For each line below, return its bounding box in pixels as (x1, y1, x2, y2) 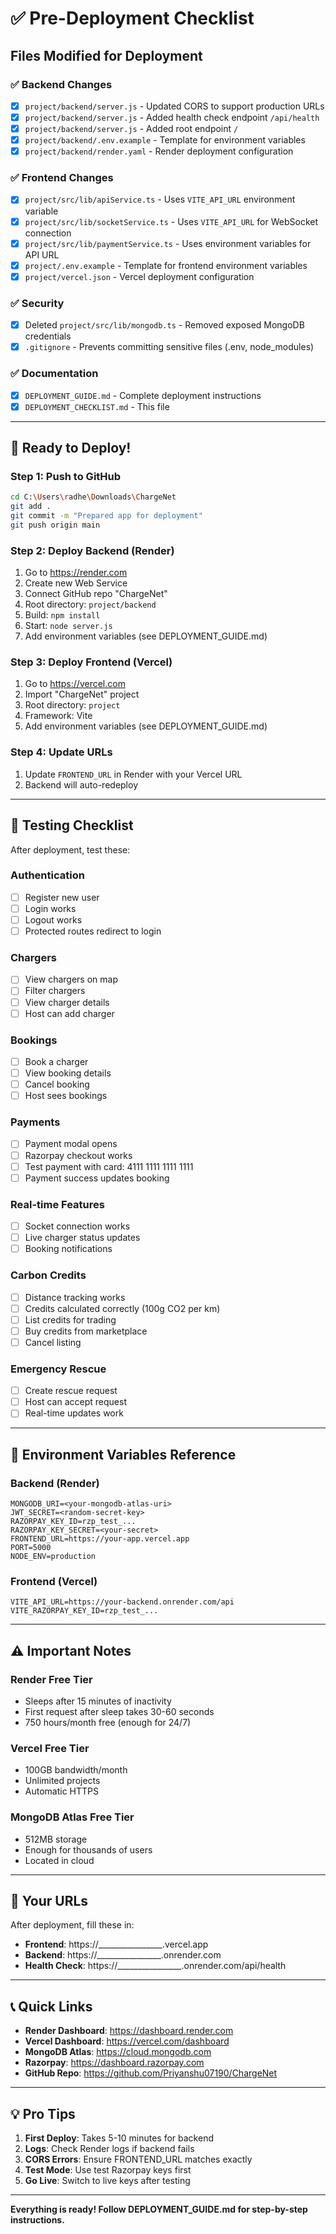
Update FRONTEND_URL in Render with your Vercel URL (24, 768, 243, 780)
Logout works (24, 913, 83, 926)
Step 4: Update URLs (10, 745, 113, 759)
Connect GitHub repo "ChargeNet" (24, 588, 168, 600)
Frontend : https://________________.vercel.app (24, 1938, 209, 1951)
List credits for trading (24, 1313, 117, 1326)
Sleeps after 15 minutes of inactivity (24, 1695, 172, 1707)
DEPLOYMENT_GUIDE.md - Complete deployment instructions (24, 389, 262, 401)
